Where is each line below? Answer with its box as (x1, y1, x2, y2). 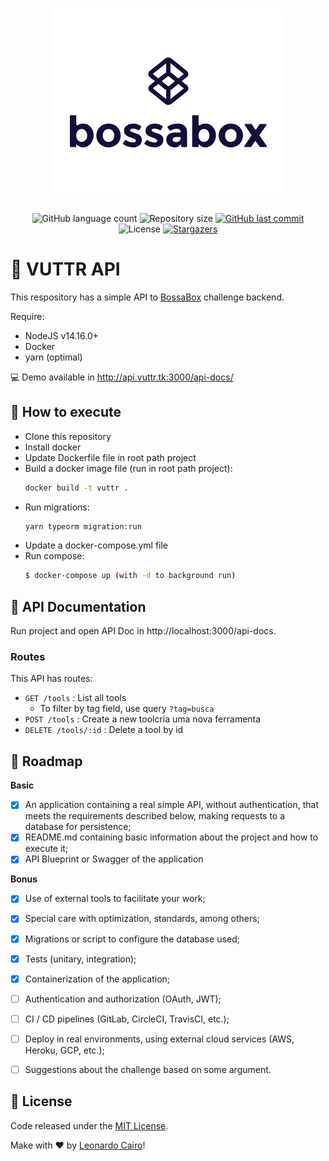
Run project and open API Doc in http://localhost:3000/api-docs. (10, 625, 277, 637)
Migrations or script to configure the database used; (24, 933, 240, 945)
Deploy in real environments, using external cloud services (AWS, (24, 1033, 295, 1045)
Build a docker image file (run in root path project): (24, 462, 233, 474)
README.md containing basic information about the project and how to (24, 831, 319, 843)
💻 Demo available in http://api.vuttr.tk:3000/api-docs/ (10, 371, 234, 383)
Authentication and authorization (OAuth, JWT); (24, 993, 222, 1005)
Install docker (24, 441, 82, 453)
